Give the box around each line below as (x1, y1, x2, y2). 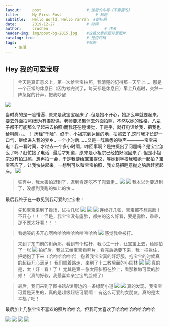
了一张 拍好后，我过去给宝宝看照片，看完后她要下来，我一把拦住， (17, 247, 162, 253)
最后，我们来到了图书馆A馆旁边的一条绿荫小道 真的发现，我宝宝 (17, 283, 162, 289)
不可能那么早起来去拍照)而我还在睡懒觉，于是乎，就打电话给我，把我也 (14, 124, 161, 130)
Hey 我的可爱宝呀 (5, 65, 59, 74)
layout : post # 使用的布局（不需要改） (5, 7, 132, 13)
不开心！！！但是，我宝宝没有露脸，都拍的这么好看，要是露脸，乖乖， (17, 213, 163, 219)
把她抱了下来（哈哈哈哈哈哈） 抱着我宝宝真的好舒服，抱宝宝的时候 (17, 253, 156, 259)
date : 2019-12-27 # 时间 (5, 21, 99, 27)
